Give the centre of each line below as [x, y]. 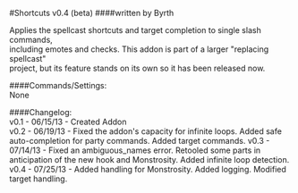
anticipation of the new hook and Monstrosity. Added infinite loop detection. [149, 159]
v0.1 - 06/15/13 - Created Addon [68, 122]
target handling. [38, 179]
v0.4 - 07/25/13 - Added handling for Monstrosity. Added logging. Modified [148, 169]
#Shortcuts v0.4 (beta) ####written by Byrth [92, 13]
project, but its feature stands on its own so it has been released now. [137, 68]
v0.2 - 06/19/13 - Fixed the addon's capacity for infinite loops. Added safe [145, 131]
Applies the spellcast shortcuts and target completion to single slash [135, 30]
